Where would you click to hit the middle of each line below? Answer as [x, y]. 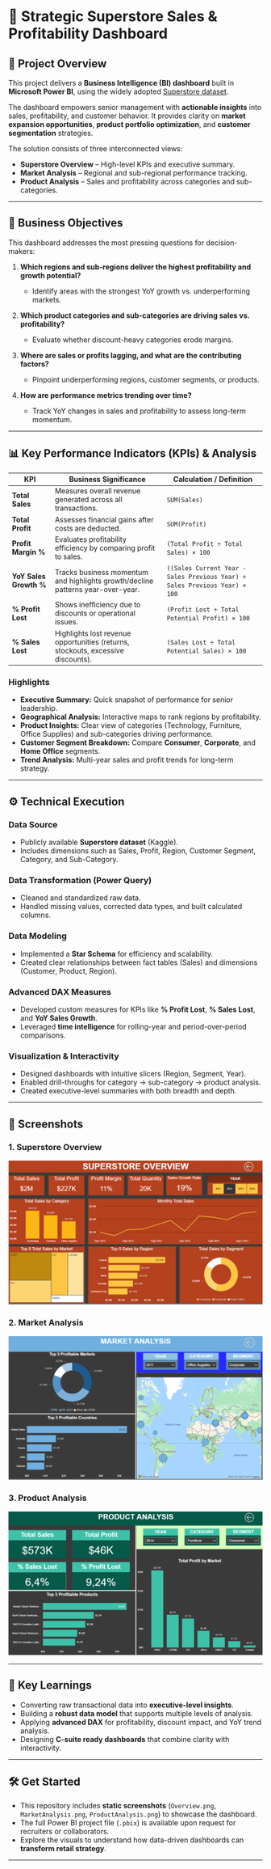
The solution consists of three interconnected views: [96, 148]
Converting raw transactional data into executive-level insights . [127, 1705]
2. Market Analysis [46, 1323]
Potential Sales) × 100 [206, 651]
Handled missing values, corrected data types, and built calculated [131, 907]
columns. [35, 915]
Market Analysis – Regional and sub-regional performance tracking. [133, 173]
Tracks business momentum [102, 572]
